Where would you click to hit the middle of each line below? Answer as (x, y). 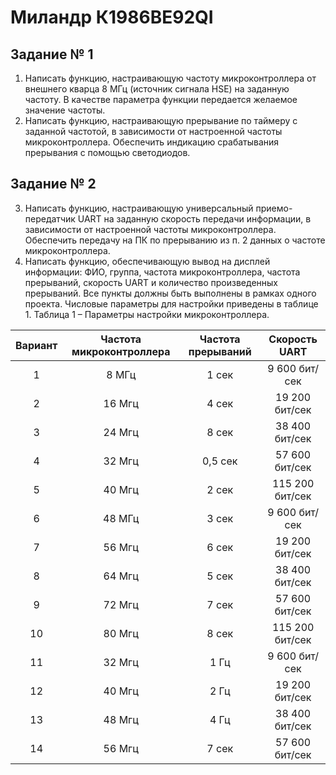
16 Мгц (121, 403)
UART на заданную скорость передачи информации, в (194, 218)
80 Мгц (121, 633)
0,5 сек (219, 461)
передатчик (50, 218)
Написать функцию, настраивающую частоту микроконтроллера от (170, 78)
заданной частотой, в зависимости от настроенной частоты (153, 131)
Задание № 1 (52, 54)
